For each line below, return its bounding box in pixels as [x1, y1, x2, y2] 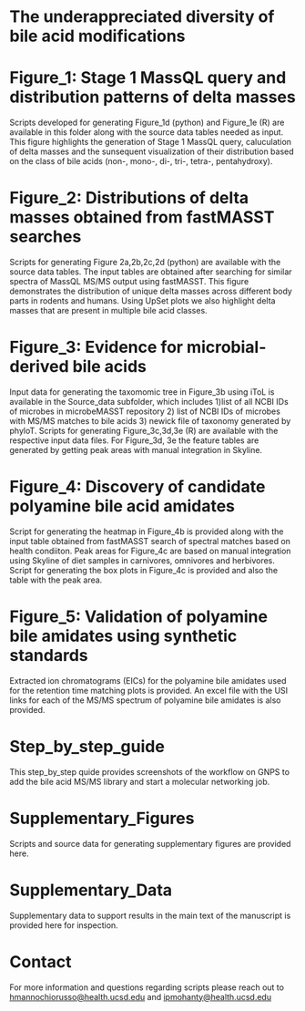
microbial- [186, 337, 267, 357]
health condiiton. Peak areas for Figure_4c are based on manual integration [9, 545, 291, 556]
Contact [9, 951, 72, 972]
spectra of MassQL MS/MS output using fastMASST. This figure [9, 276, 249, 287]
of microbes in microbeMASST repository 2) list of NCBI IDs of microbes [9, 406, 280, 417]
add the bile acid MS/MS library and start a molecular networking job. [9, 776, 270, 787]
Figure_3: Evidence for [9, 337, 184, 357]
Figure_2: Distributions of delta [9, 188, 249, 209]
